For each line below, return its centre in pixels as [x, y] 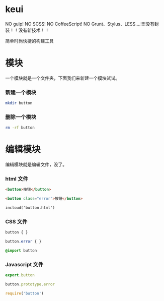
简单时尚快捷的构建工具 [29, 41]
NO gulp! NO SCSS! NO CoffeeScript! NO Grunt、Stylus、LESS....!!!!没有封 [82, 24]
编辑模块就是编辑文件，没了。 [36, 164]
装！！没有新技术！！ [27, 30]
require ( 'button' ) [24, 293]
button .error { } [23, 242]
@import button [21, 251]
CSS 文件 [16, 222]
